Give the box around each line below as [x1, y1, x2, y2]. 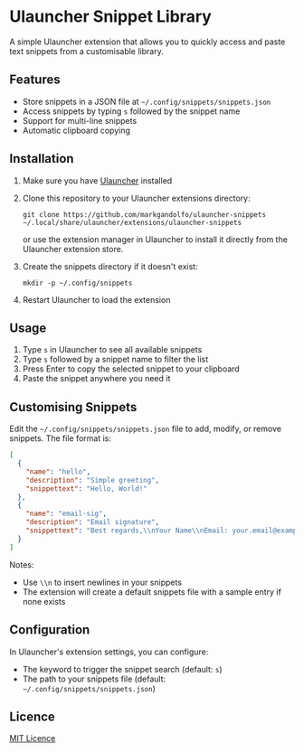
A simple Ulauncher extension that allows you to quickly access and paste [9, 36, 286, 47]
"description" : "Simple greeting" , [25, 475, 160, 484]
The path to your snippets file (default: [22, 673, 166, 684]
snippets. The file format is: [9, 433, 111, 444]
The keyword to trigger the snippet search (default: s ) [22, 663, 223, 674]
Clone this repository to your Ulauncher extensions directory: [22, 193, 251, 203]
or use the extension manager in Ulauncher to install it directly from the [22, 233, 288, 245]
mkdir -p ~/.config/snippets [22, 278, 133, 287]
